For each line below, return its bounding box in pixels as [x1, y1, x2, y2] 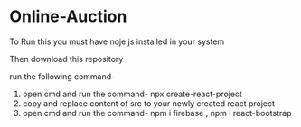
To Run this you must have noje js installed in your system [9, 36, 225, 47]
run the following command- [9, 70, 116, 82]
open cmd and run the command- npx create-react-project [22, 88, 242, 99]
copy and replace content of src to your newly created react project [22, 97, 276, 109]
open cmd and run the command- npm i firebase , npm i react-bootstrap [22, 107, 292, 118]
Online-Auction [9, 6, 127, 27]
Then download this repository [9, 53, 124, 64]
